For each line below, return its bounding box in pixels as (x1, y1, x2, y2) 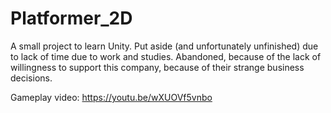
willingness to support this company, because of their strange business (10, 61, 305, 73)
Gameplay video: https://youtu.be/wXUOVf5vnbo (10, 91, 213, 103)
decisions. (10, 72, 53, 84)
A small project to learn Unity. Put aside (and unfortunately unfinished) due (10, 40, 319, 52)
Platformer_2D (10, 7, 133, 30)
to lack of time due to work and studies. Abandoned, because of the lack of (10, 50, 322, 62)
